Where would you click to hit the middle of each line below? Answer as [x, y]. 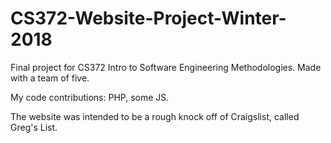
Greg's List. [34, 127]
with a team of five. [50, 78]
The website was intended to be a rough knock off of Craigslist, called [155, 116]
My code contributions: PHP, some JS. [90, 97]
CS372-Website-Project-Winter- [148, 18]
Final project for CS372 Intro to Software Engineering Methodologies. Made [166, 67]
